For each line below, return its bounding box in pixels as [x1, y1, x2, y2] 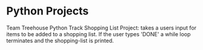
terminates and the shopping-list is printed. [6, 37, 114, 44]
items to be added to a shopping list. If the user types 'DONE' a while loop [6, 30, 191, 37]
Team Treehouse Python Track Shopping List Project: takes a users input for [6, 24, 197, 31]
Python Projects [6, 4, 89, 18]
